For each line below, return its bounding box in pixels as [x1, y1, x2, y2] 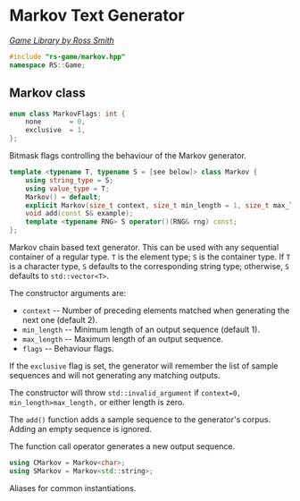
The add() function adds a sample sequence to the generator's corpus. [9, 414, 271, 425]
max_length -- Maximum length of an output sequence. [21, 334, 223, 344]
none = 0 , [25, 117, 87, 126]
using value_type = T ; [25, 184, 110, 193]
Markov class [9, 86, 87, 101]
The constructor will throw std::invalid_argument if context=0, [9, 387, 242, 398]
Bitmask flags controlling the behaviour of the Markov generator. [9, 150, 247, 161]
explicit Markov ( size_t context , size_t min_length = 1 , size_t [25, 200, 270, 210]
